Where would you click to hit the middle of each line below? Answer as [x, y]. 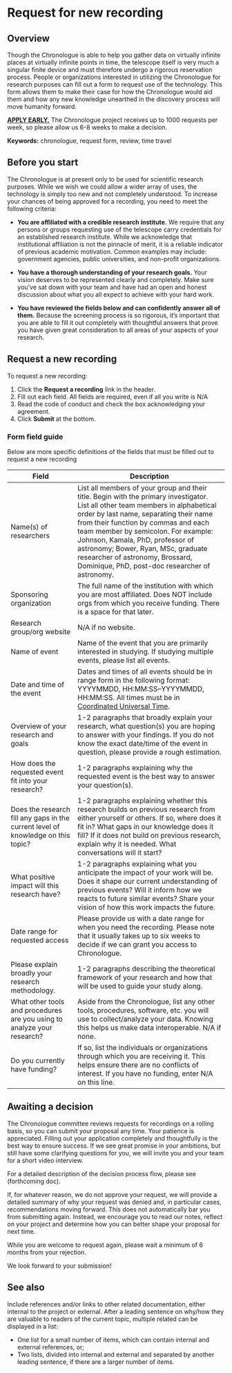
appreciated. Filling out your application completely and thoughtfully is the [113, 1138]
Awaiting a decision [50, 1107]
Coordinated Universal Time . [124, 706]
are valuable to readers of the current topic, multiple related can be [103, 1319]
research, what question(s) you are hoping [146, 726]
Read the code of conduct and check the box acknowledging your [111, 404]
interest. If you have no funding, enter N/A [145, 1074]
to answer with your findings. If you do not [145, 735]
